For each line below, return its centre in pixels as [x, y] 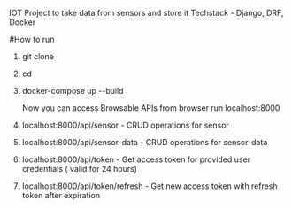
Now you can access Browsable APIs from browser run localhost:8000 [151, 108]
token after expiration [61, 195]
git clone [38, 56]
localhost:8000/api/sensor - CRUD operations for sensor [126, 125]
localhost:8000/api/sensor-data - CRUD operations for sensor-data [145, 142]
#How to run [32, 39]
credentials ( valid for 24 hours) [79, 169]
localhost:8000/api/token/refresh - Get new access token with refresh [150, 186]
